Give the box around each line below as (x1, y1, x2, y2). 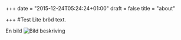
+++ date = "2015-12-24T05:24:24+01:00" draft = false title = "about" (5, 5, 176, 12)
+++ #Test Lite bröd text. (5, 16, 66, 23)
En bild (5, 27, 22, 34)
